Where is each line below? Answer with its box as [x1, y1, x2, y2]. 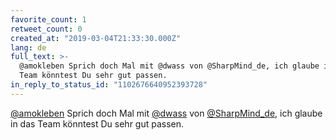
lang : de [10, 42, 47, 53]
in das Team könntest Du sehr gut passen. [10, 117, 185, 130]
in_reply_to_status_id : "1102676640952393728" [10, 80, 208, 90]
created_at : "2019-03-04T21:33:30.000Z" [10, 33, 182, 43]
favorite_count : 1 [10, 14, 87, 25]
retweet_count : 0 [10, 24, 83, 34]
